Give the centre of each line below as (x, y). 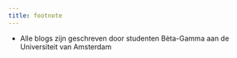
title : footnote (35, 15)
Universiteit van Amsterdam (66, 46)
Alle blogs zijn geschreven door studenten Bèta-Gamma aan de (125, 38)
